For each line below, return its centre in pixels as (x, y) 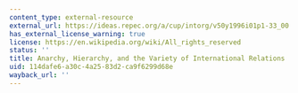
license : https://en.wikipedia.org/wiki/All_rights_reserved (125, 42)
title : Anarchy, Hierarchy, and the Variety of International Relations (147, 58)
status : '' (29, 50)
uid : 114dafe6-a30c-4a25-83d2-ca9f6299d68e (91, 67)
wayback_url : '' (39, 75)
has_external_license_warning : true (77, 34)
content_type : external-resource (71, 17)
